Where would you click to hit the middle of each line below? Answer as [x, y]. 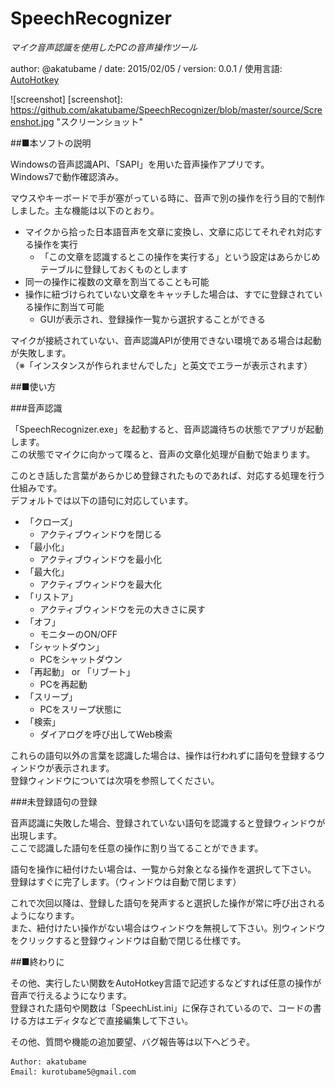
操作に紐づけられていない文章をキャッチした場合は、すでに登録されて [169, 294]
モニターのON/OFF [78, 634]
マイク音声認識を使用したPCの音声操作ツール [104, 47]
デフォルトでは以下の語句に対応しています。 [102, 500]
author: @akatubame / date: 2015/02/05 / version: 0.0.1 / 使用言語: [146, 68]
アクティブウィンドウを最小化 [101, 559]
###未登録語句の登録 [54, 801]
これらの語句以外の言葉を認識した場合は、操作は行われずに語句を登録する [163, 755]
